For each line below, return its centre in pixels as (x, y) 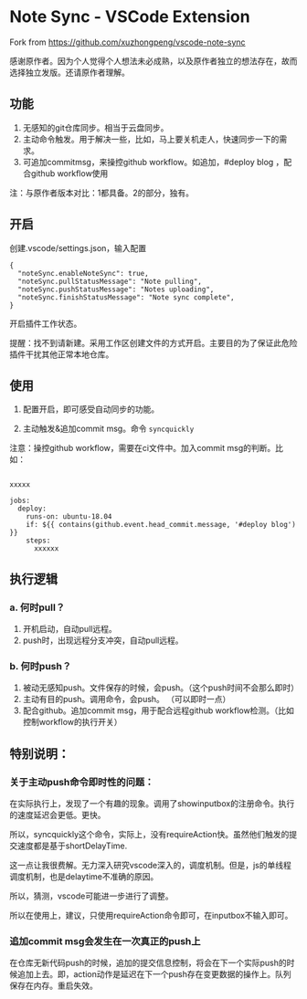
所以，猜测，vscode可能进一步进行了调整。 (91, 896)
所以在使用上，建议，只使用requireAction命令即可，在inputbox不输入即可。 (151, 916)
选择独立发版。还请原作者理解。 (69, 72)
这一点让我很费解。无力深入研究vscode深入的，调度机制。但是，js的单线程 (151, 866)
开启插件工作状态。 (46, 323)
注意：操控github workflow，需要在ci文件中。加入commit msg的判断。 (143, 448)
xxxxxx (46, 549)
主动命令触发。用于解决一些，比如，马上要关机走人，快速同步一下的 (151, 139)
